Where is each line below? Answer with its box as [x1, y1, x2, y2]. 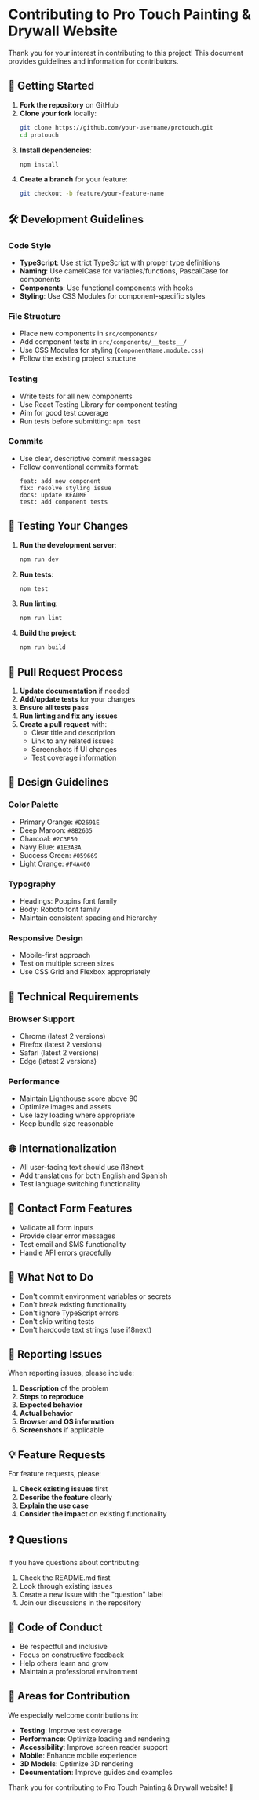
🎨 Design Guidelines [8, 775, 109, 789]
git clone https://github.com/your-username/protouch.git [19, 123, 213, 131]
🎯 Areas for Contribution [8, 1689, 130, 1703]
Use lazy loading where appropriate [19, 1110, 136, 1120]
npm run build [19, 643, 66, 651]
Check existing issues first [19, 1484, 108, 1494]
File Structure [8, 310, 61, 321]
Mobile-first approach [19, 951, 91, 960]
